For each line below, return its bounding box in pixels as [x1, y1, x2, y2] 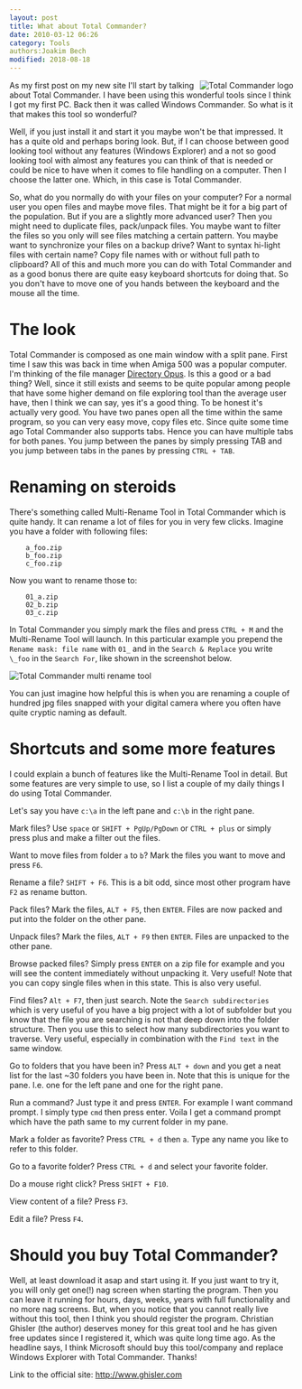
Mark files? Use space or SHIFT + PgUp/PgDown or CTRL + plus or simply [9, 823, 272, 834]
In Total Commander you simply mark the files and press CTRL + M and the [9, 624, 284, 635]
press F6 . [9, 859, 43, 870]
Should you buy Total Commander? [9, 1245, 279, 1265]
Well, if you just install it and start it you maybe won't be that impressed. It [9, 126, 284, 136]
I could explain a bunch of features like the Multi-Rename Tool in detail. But [9, 769, 288, 779]
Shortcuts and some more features [9, 739, 277, 760]
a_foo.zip [25, 543, 63, 552]
